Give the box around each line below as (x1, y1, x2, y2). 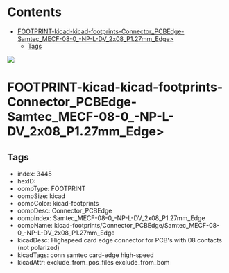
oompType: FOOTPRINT (17, 184, 86, 192)
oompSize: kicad (17, 192, 66, 200)
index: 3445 (17, 169, 52, 178)
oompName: (17, 221, 53, 229)
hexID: (17, 176, 36, 185)
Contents (7, 4, 62, 20)
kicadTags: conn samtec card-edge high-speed (17, 251, 154, 259)
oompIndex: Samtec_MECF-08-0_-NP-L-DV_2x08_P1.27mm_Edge (17, 213, 206, 222)
